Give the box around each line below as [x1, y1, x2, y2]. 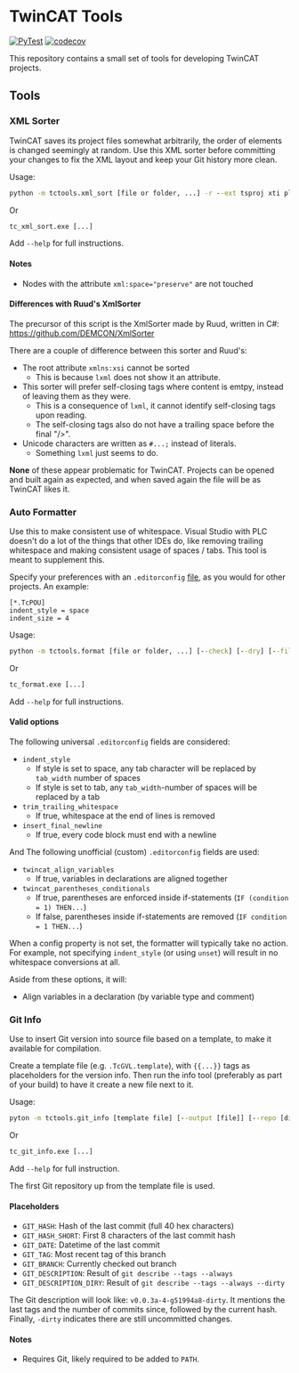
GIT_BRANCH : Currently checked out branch [21, 1258, 177, 1270]
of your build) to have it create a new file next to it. [9, 1079, 194, 1090]
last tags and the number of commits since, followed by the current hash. [9, 1304, 278, 1315]
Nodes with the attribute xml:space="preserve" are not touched [21, 278, 254, 288]
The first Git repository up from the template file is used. [9, 1181, 215, 1191]
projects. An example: [9, 581, 90, 592]
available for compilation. [9, 1044, 101, 1054]
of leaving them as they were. [21, 390, 132, 402]
